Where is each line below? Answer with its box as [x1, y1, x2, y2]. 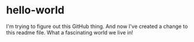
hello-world [6, 3, 65, 17]
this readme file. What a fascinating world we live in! [6, 29, 134, 36]
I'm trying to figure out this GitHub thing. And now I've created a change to [6, 23, 188, 30]
